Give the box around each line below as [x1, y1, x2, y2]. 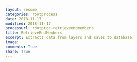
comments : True [5, 44, 37, 49]
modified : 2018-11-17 [5, 21, 51, 26]
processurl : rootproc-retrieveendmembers [5, 26, 94, 31]
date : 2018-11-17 [5, 16, 42, 21]
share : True [5, 49, 30, 54]
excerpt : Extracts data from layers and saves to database [5, 35, 132, 40]
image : [5, 40, 19, 45]
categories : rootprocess [5, 12, 58, 17]
